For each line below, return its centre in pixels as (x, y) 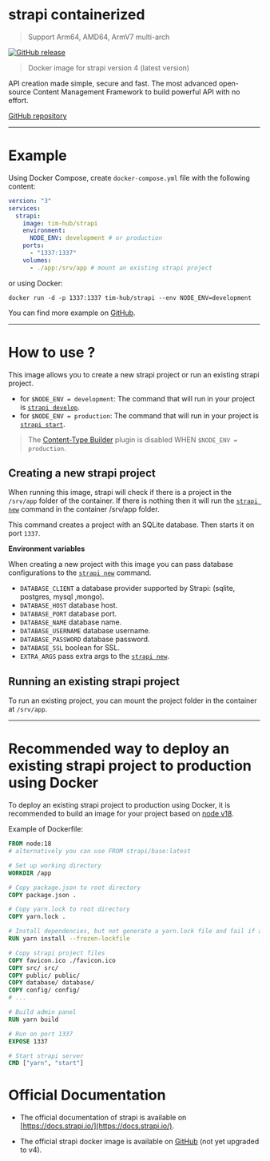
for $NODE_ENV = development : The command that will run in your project (137, 398)
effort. (19, 100)
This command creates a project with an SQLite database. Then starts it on (131, 525)
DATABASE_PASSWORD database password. (85, 639)
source (20, 92)
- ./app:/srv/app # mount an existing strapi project (121, 268)
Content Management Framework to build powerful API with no (137, 92)
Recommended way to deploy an (119, 749)
